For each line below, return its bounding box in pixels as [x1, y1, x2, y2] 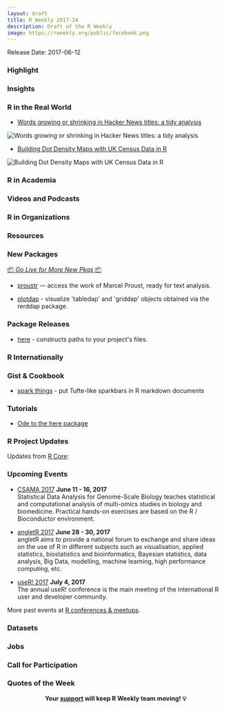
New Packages [7, 250, 59, 259]
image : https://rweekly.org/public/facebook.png [7, 29, 150, 37]
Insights [7, 84, 35, 94]
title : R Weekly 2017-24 [7, 17, 79, 23]
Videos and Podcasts [7, 194, 80, 203]
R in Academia [7, 175, 56, 185]
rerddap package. [17, 302, 68, 310]
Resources [7, 231, 44, 241]
